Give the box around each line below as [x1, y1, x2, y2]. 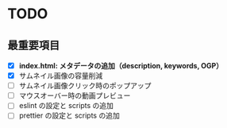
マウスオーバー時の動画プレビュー [18, 91, 131, 100]
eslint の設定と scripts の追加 [18, 101, 114, 111]
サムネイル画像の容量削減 [18, 71, 103, 80]
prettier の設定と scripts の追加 [18, 111, 120, 120]
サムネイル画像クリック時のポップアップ [18, 81, 152, 91]
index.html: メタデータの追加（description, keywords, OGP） [18, 61, 224, 70]
